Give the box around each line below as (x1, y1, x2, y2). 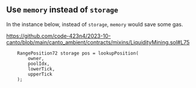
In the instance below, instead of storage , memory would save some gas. (6, 20, 183, 28)
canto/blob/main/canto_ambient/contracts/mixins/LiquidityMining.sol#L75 (6, 38, 190, 45)
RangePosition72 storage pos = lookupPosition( (17, 50, 139, 56)
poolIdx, (28, 60, 50, 66)
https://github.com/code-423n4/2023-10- (6, 32, 112, 40)
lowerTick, (28, 66, 55, 72)
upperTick (28, 71, 52, 77)
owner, (28, 55, 45, 62)
